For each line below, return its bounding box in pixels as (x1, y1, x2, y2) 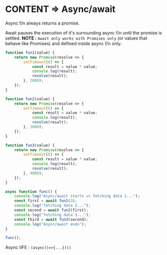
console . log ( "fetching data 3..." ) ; (14, 212, 91, 217)
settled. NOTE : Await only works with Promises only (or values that (5, 35, 147, 41)
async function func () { (5, 189, 57, 194)
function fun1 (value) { (5, 50, 55, 55)
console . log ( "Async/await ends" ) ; (14, 221, 86, 226)
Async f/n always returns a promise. (5, 20, 80, 26)
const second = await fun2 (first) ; (14, 208, 89, 213)
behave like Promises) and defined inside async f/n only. (5, 40, 122, 46)
